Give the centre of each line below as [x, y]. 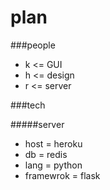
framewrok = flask [62, 175]
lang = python [53, 165]
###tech [28, 105]
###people [33, 45]
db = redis [46, 154]
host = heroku [53, 143]
